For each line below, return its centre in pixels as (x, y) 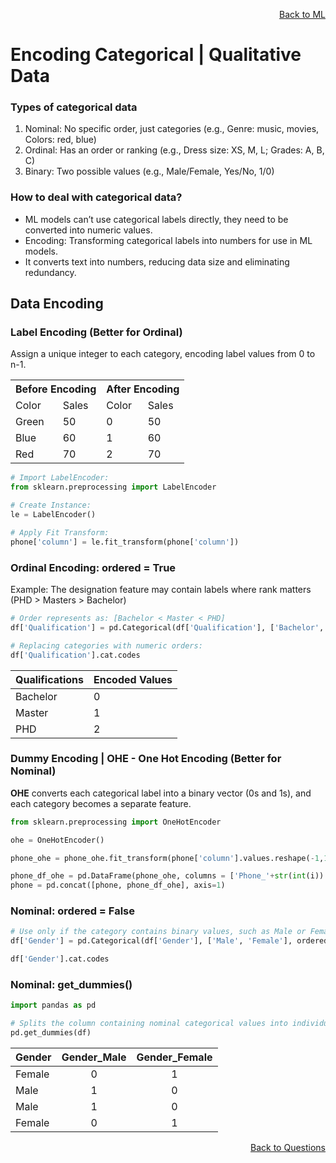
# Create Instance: (51, 505)
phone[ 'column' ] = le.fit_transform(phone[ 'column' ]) (125, 542)
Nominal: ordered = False (73, 911)
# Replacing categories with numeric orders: (106, 645)
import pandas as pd (53, 1005)
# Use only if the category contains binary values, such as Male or (158, 932)
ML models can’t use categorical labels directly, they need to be (156, 219)
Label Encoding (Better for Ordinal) (96, 332)
